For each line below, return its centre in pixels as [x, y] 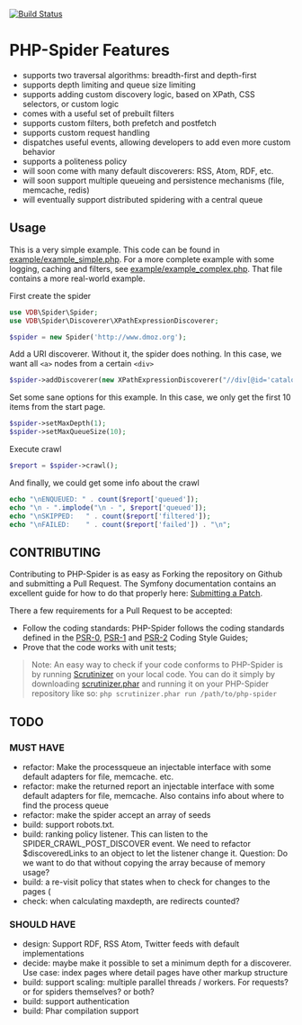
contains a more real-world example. [77, 278]
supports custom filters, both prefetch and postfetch [120, 122]
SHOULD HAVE [43, 924]
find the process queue [66, 805]
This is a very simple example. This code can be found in [115, 249]
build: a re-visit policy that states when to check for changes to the [146, 882]
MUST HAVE [37, 748]
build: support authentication [76, 1002]
